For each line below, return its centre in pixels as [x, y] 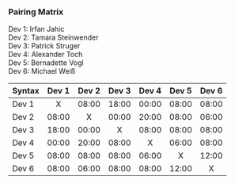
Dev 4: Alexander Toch [45, 55]
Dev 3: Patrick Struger [44, 46]
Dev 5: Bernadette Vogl [46, 63]
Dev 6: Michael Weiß [42, 71]
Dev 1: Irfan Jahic [36, 29]
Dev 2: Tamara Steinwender [53, 37]
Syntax [26, 91]
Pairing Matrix [36, 12]
